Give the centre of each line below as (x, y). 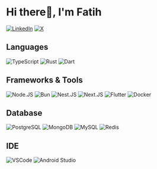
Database (24, 113)
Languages (27, 47)
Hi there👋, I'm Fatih (54, 12)
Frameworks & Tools (44, 80)
